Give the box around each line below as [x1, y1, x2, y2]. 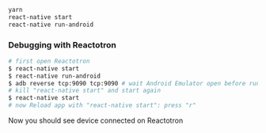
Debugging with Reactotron [8, 39, 116, 50]
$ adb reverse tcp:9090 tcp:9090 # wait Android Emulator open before [8, 79, 246, 87]
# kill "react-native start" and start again [8, 86, 161, 95]
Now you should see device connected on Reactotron [8, 116, 184, 125]
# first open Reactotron [8, 57, 90, 65]
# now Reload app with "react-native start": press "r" [8, 101, 196, 109]
